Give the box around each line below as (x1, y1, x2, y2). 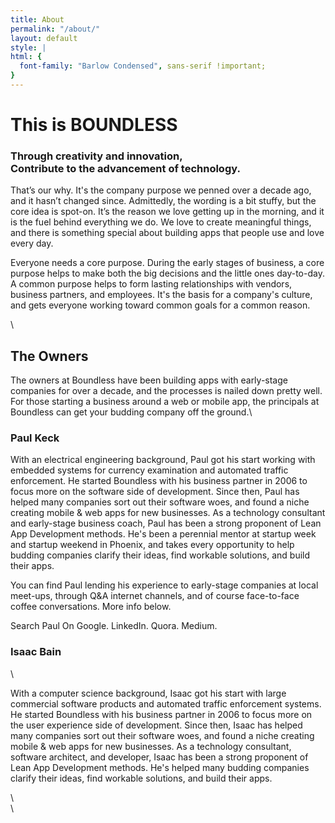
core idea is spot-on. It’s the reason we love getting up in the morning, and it (10, 206, 325, 218)
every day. (10, 237, 54, 250)
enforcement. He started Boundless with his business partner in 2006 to (10, 475, 308, 487)
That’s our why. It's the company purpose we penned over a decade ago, (10, 184, 312, 196)
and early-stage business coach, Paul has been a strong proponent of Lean (10, 517, 322, 530)
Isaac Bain (10, 645, 62, 659)
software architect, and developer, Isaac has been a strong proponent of (10, 751, 309, 763)
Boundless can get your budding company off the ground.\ (10, 406, 253, 418)
